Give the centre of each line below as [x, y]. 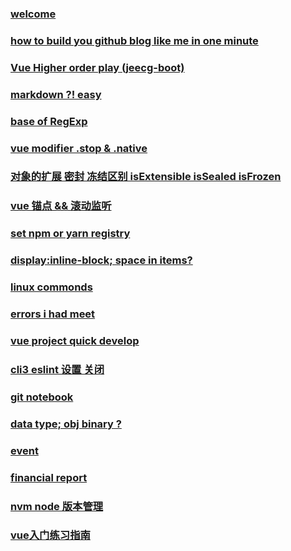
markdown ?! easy [56, 94]
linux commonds [51, 287]
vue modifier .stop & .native [79, 148]
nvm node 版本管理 [57, 506]
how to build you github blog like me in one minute [134, 40]
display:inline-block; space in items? [101, 260]
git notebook [42, 397]
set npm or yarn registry [70, 234]
